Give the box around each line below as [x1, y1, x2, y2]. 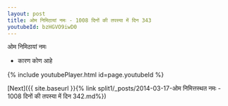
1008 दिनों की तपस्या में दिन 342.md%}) [7, 92, 107, 100]
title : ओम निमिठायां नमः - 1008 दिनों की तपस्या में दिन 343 [7, 17, 152, 24]
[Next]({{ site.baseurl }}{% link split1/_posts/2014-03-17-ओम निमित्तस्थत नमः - [7, 84, 221, 93]
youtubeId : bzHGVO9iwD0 [7, 23, 78, 30]
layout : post [7, 10, 46, 18]
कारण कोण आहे [17, 57, 53, 65]
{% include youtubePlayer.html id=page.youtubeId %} [7, 71, 164, 79]
